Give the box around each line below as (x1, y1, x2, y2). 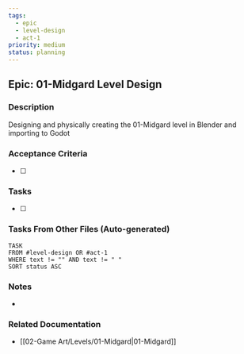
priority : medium (8, 41, 66, 49)
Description (8, 102, 55, 113)
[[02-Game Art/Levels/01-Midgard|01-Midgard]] (19, 337, 177, 346)
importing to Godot (8, 128, 71, 137)
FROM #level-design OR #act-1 (8, 248, 109, 256)
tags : (8, 11, 26, 20)
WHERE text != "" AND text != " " (8, 256, 123, 264)
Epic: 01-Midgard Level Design (8, 78, 162, 91)
